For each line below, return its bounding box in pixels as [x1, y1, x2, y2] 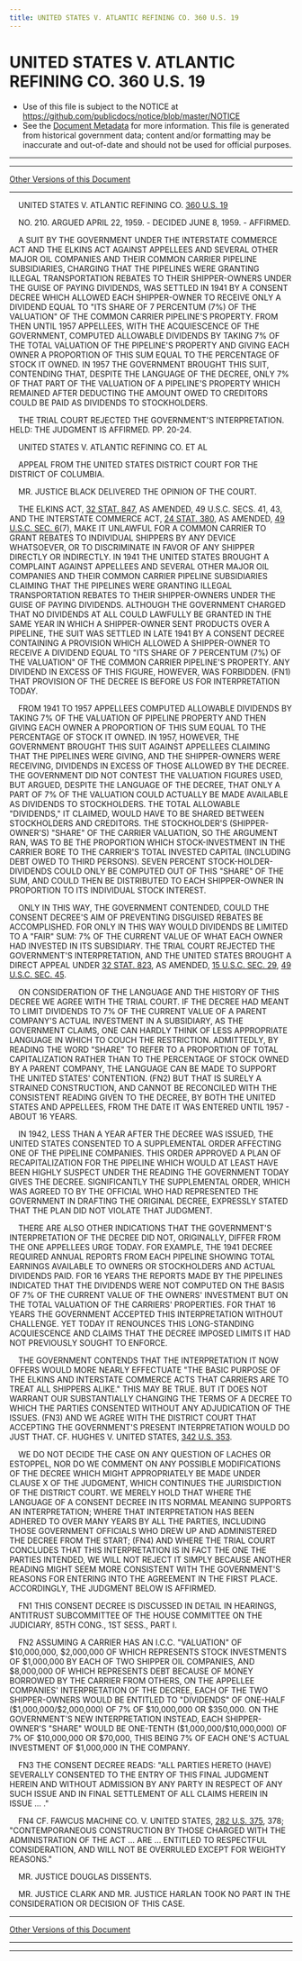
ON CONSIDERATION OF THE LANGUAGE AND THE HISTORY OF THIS [17, 986, 280, 997]
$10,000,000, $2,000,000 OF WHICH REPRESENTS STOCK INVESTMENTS [9, 1646, 288, 1657]
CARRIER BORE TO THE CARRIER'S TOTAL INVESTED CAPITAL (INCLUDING [9, 846, 291, 857]
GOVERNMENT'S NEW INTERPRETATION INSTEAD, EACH [9, 1713, 224, 1724]
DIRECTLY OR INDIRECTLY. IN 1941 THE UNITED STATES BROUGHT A [9, 551, 270, 562]
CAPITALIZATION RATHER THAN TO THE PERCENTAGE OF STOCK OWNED [9, 1053, 289, 1064]
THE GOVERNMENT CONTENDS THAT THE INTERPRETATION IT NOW [17, 1355, 279, 1366]
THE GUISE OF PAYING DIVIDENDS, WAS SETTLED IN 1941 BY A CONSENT [9, 282, 289, 293]
